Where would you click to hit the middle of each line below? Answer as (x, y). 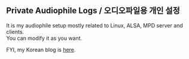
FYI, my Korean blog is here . (41, 49)
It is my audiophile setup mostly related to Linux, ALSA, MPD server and (95, 25)
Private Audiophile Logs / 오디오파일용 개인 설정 (93, 11)
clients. (15, 32)
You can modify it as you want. (44, 38)
